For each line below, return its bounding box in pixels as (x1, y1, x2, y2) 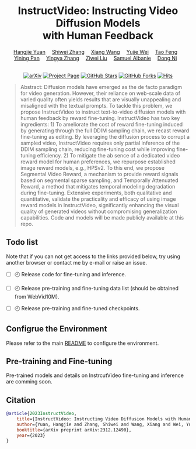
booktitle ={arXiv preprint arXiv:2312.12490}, (16, 427, 132, 433)
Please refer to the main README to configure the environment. (6, 340, 159, 347)
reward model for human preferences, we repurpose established (20, 158, 176, 165)
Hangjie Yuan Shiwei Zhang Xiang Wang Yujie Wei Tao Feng (13, 48, 178, 55)
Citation (6, 395, 36, 405)
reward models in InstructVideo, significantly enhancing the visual (20, 201, 179, 208)
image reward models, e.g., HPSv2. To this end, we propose (20, 164, 165, 171)
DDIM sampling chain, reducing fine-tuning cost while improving (20, 145, 176, 153)
